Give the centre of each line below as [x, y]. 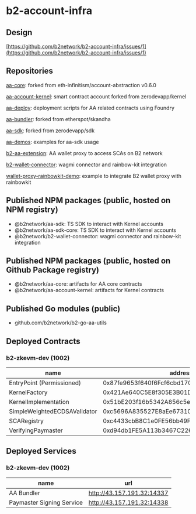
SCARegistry [26, 421]
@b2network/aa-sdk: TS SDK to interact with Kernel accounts [89, 224]
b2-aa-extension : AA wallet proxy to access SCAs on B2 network [84, 153]
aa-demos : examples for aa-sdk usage [52, 142]
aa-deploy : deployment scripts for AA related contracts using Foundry [90, 108]
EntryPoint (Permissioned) [45, 383]
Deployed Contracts [43, 341]
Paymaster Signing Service [46, 502]
